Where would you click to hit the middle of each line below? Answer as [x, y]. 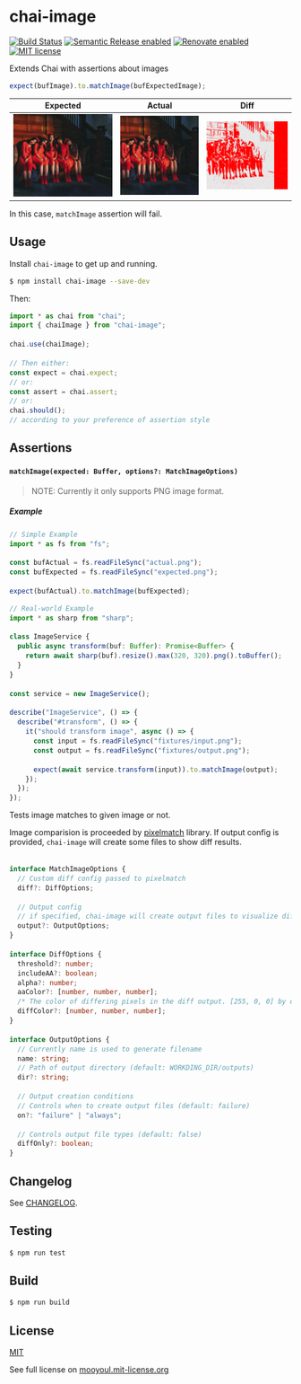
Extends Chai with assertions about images [89, 68]
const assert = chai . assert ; [64, 392]
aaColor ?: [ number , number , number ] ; [88, 992]
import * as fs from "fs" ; [60, 544]
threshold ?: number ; [56, 964]
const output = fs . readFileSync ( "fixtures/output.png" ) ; [142, 750]
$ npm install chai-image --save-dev [80, 281]
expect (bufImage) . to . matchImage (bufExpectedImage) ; [107, 86]
